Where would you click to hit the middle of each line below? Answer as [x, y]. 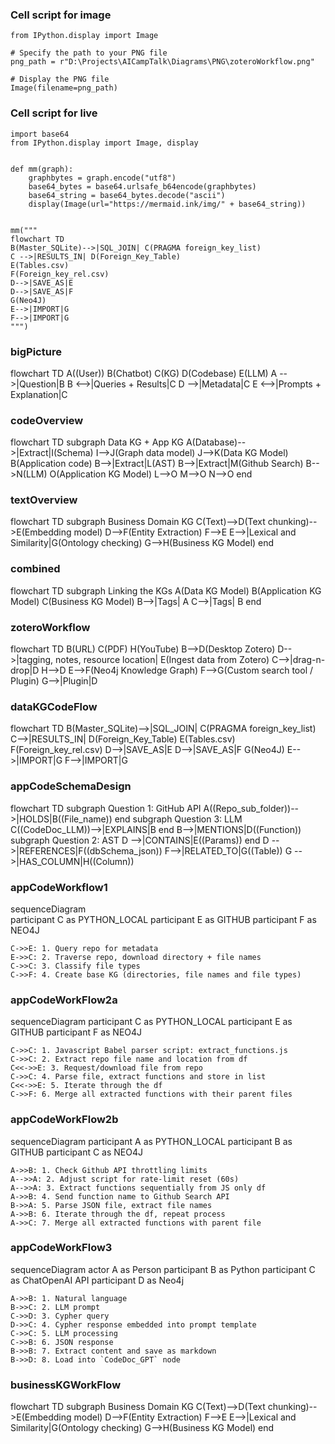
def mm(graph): [42, 169]
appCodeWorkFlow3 [61, 1248]
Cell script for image [61, 15]
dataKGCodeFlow [54, 706]
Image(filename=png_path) [64, 88]
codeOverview [47, 420]
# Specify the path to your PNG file [89, 53]
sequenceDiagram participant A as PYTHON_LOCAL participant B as [151, 1141]
